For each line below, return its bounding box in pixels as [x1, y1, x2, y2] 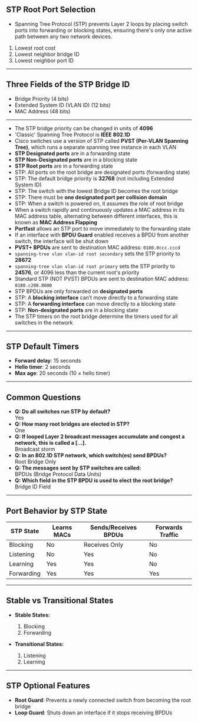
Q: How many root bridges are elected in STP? [14, 421, 130, 428]
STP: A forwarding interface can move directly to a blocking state [14, 300, 176, 307]
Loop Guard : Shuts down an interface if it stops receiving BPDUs [14, 709, 173, 716]
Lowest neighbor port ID [14, 57, 74, 64]
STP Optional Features [6, 681, 90, 691]
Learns [52, 523, 72, 531]
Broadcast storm [14, 445, 55, 453]
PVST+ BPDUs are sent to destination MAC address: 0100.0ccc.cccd [14, 244, 181, 251]
